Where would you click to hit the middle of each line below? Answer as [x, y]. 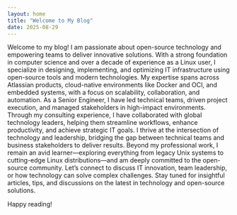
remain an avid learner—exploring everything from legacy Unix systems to [116, 153]
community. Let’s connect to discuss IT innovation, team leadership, [128, 168]
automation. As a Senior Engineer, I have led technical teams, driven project [117, 100]
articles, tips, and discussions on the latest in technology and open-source [116, 183]
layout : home [27, 14]
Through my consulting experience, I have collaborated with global [105, 115]
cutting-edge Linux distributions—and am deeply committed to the [104, 160]
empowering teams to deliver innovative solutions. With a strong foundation [117, 55]
